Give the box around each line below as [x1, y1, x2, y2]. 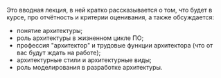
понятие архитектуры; [16, 27, 83, 35]
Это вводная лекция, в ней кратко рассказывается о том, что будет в [6, 6, 213, 14]
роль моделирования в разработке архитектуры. [16, 64, 163, 71]
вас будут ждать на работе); [16, 48, 101, 57]
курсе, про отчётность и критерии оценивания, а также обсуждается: [6, 13, 214, 21]
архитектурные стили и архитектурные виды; [16, 56, 152, 64]
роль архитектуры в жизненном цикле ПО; [16, 34, 144, 42]
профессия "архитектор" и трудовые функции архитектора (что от [16, 41, 213, 49]
